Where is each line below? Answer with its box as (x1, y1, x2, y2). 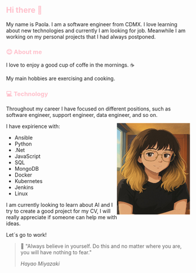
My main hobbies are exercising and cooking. (6, 75, 116, 82)
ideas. (6, 220, 21, 227)
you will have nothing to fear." (20, 249, 92, 256)
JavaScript (14, 153, 41, 160)
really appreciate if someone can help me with (6, 214, 117, 221)
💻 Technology (6, 90, 48, 98)
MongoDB (14, 165, 39, 172)
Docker (14, 171, 33, 178)
